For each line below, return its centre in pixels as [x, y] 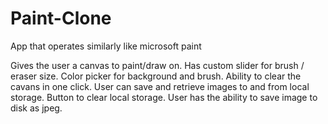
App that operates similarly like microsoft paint [106, 46]
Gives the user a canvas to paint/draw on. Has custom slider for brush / [157, 65]
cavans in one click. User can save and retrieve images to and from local [160, 86]
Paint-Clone [61, 18]
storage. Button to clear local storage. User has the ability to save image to [164, 97]
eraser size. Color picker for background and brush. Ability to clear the [156, 76]
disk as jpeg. [36, 108]
